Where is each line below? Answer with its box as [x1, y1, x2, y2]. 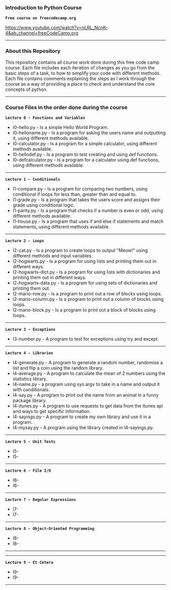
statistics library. [12, 375, 47, 381]
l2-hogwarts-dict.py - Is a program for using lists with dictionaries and [12, 269, 160, 275]
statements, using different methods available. [12, 223, 110, 229]
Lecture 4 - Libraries [5, 350, 53, 355]
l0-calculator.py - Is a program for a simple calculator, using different [12, 140, 157, 146]
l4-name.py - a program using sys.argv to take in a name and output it [12, 381, 160, 387]
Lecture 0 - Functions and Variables [5, 115, 85, 120]
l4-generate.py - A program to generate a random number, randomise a [12, 359, 163, 366]
